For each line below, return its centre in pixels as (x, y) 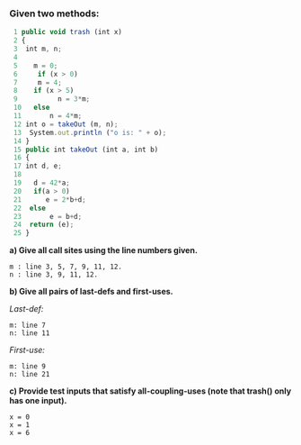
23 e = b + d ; (48, 216)
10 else (31, 108)
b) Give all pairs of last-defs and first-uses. (91, 292)
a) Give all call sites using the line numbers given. (103, 250)
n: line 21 (30, 375)
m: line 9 (28, 367)
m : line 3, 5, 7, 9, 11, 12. (66, 267)
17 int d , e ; (38, 166)
